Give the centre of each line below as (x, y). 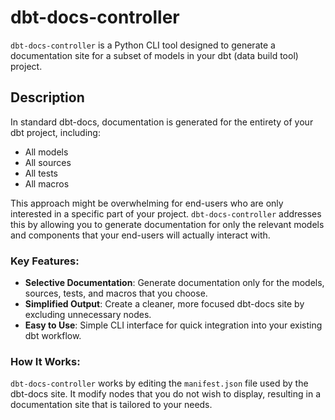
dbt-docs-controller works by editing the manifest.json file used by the (159, 383)
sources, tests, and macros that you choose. (116, 293)
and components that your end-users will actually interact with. (140, 235)
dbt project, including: (55, 132)
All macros (47, 183)
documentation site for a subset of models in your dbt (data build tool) (154, 55)
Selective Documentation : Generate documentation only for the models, (174, 283)
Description (47, 97)
